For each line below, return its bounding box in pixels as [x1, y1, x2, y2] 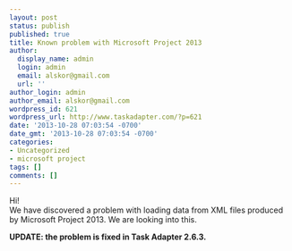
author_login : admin [9, 88, 87, 96]
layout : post [9, 13, 58, 22]
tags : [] [9, 163, 42, 172]
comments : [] [9, 171, 58, 180]
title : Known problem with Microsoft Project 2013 [9, 38, 202, 47]
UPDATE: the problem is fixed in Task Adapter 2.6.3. [9, 231, 207, 242]
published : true [9, 29, 70, 38]
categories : [9, 138, 54, 146]
